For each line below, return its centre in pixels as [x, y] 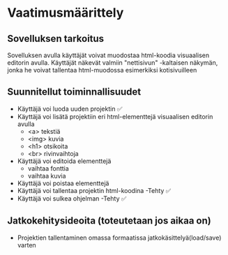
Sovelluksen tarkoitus [56, 39]
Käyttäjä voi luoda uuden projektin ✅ [70, 109]
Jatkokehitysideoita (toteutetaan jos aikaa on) [109, 221]
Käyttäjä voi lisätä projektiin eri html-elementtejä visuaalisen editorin [115, 116]
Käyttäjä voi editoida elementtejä [64, 161]
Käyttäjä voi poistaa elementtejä [63, 183]
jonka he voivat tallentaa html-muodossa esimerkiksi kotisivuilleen [102, 70]
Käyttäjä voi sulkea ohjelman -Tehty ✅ [72, 198]
